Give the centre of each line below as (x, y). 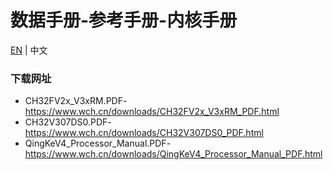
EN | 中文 (29, 50)
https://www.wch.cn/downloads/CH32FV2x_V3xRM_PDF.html (152, 112)
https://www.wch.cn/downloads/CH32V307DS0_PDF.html (144, 133)
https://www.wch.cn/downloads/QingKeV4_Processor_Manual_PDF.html (173, 154)
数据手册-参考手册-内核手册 (124, 20)
